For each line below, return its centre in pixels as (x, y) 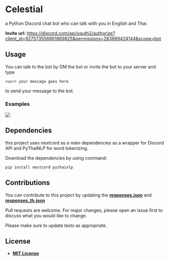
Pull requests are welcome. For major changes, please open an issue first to (84, 210)
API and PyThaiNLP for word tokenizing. (47, 148)
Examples (18, 104)
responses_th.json (25, 200)
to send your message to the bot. (40, 91)
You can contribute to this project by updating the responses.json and (79, 195)
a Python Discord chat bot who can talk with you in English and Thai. (76, 23)
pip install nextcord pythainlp (39, 167)
